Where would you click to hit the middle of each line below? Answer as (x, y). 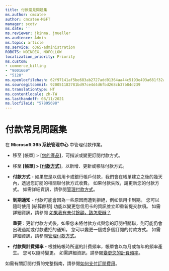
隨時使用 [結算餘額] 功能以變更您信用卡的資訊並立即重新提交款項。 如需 (87, 206)
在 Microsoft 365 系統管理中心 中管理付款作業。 (55, 145)
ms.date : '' (18, 29)
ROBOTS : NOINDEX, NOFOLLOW (33, 52)
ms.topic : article (24, 43)
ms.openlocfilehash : (27, 80)
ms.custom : (17, 61)
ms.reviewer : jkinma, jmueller (38, 33)
